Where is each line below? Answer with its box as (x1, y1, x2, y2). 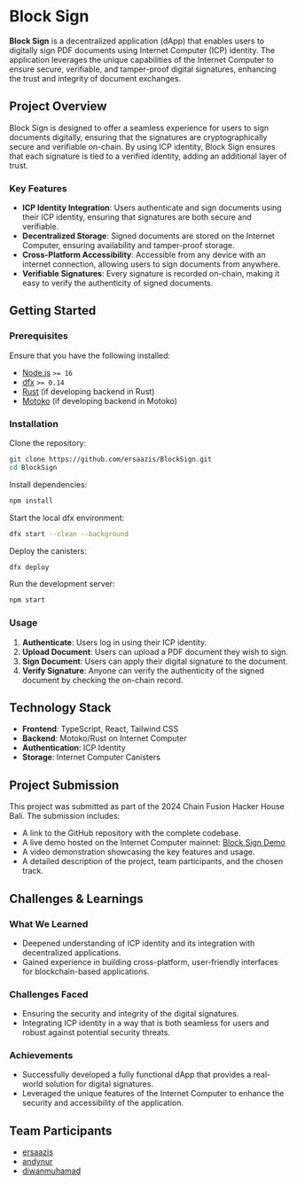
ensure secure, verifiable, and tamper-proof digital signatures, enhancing (9, 64, 277, 74)
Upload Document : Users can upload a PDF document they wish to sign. (21, 646, 289, 657)
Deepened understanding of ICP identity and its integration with (21, 938, 255, 948)
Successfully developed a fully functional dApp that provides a (21, 1070, 252, 1080)
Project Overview (9, 99, 107, 114)
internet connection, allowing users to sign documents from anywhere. (21, 259, 281, 269)
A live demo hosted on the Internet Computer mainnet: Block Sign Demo (21, 837, 285, 848)
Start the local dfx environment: (9, 512, 125, 523)
